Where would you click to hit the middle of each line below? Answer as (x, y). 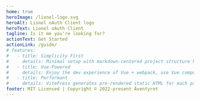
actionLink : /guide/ (32, 45)
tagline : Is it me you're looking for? (56, 34)
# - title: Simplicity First (45, 56)
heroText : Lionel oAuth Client (45, 28)
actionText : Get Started (37, 39)
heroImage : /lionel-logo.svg (42, 17)
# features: (21, 50)
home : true (20, 12)
